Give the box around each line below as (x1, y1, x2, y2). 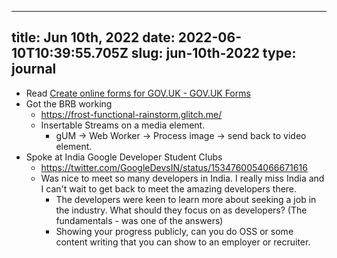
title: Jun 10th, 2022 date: (11, 29, 176, 46)
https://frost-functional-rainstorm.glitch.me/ (40, 108, 223, 120)
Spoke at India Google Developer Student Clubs (25, 151, 223, 163)
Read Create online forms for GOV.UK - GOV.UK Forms (25, 87, 251, 99)
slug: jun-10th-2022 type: (130, 45, 297, 62)
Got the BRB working (25, 97, 113, 110)
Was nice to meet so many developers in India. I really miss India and (40, 172, 325, 184)
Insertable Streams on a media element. (40, 119, 206, 131)
